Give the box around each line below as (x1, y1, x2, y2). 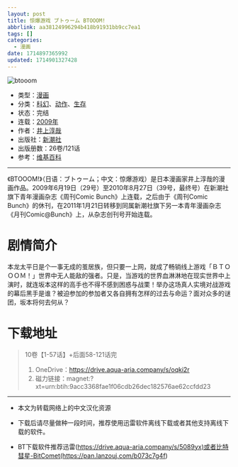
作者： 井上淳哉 (17, 126, 62, 135)
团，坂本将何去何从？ (7, 297, 69, 306)
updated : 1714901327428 (7, 57, 78, 64)
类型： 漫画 (17, 90, 50, 99)
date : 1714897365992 (7, 50, 69, 57)
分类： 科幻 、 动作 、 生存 (17, 99, 86, 108)
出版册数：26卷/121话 (17, 143, 80, 153)
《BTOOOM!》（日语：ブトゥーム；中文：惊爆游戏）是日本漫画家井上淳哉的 (7, 175, 220, 183)
